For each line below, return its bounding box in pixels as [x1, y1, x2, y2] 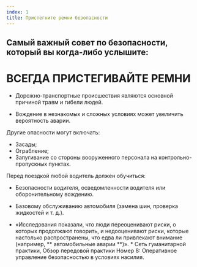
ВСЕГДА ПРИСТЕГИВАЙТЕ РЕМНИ [6, 72, 191, 86]
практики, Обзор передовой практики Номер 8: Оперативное [15, 247, 177, 254]
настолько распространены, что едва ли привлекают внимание [15, 234, 183, 241]
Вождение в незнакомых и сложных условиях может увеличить [15, 110, 184, 117]
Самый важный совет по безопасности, [6, 37, 168, 48]
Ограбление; [15, 147, 49, 154]
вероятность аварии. [15, 117, 71, 124]
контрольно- [158, 153, 192, 161]
